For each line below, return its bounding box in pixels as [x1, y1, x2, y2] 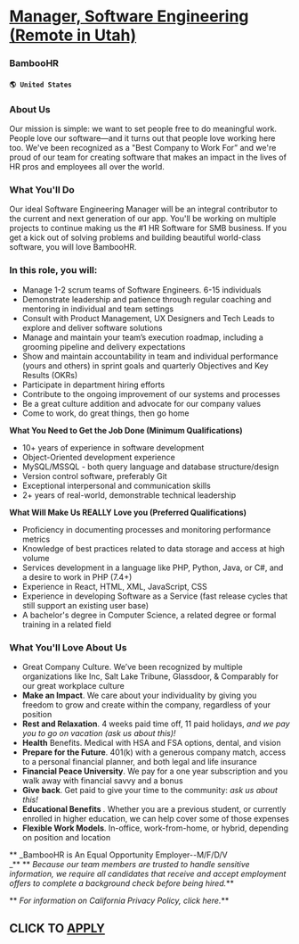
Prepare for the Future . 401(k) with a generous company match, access [21, 747, 287, 758]
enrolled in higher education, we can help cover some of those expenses [21, 813, 290, 824]
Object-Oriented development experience [21, 451, 175, 462]
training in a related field [21, 618, 112, 630]
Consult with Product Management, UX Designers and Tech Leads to [21, 312, 275, 323]
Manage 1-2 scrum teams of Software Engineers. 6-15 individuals [21, 284, 262, 295]
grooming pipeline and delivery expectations [21, 341, 186, 352]
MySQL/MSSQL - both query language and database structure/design [21, 461, 279, 472]
